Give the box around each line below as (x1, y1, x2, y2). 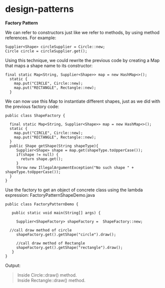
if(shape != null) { (16, 152, 58, 157)
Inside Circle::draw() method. (17, 272, 77, 278)
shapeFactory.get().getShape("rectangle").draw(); (16, 245, 123, 250)
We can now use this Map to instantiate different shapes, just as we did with (5, 98, 160, 104)
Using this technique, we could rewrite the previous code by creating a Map (5, 57, 160, 63)
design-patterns (5, 3, 74, 15)
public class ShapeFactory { (5, 113, 65, 118)
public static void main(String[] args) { (11, 210, 101, 215)
